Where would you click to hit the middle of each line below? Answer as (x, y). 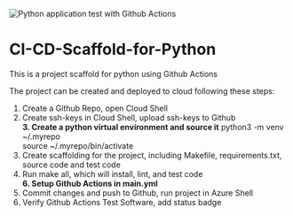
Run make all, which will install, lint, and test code (112, 174)
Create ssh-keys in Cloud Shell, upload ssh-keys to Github (129, 117)
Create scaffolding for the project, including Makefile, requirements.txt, (152, 155)
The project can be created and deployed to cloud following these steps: (142, 91)
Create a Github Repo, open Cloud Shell (95, 108)
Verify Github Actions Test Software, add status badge (122, 202)
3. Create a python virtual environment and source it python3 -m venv (153, 127)
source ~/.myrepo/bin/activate (78, 145)
